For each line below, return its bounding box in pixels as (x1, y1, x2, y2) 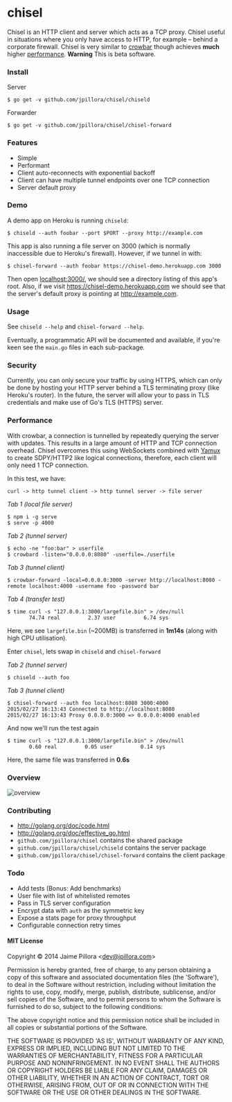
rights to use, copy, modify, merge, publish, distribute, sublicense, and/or (7, 988, 216, 996)
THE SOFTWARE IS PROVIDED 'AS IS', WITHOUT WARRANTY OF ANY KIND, (7, 1036, 225, 1044)
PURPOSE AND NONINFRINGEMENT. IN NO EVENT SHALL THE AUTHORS (7, 1058, 220, 1067)
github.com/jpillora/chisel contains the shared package (17, 837, 184, 845)
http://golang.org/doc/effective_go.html (17, 829, 130, 837)
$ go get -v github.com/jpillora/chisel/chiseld (7, 96, 150, 103)
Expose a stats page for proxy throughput (17, 913, 136, 922)
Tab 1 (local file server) (7, 500, 73, 508)
